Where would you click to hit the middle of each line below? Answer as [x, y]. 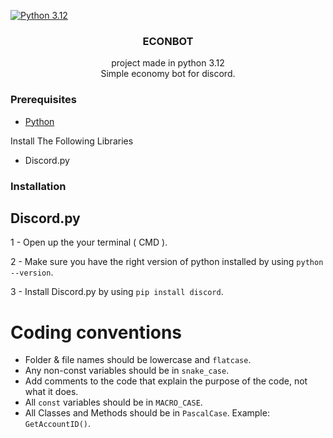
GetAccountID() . [58, 424]
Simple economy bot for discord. [168, 74]
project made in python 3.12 [168, 63]
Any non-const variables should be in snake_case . [127, 371]
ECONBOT [168, 41]
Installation [38, 186]
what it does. [51, 392]
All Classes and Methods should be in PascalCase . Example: [147, 413]
